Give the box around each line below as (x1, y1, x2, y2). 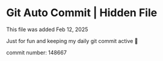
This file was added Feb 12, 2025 (6, 26, 88, 33)
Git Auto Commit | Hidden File (6, 6, 158, 20)
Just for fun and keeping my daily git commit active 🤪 (6, 37, 138, 44)
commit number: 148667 (6, 48, 67, 56)
